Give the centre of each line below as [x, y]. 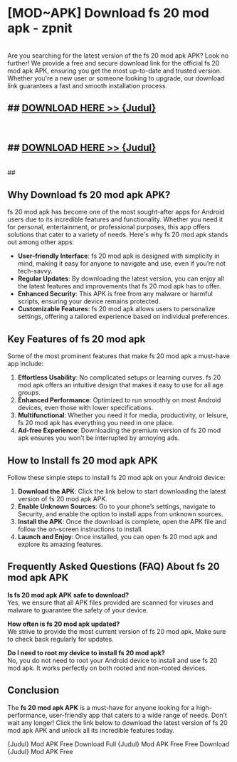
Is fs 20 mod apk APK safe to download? [68, 595]
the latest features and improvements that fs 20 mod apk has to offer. [119, 286]
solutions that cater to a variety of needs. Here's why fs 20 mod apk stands [118, 235]
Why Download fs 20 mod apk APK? [89, 195]
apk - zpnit [40, 28]
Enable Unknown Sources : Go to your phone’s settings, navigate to [116, 506]
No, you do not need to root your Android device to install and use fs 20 [112, 660]
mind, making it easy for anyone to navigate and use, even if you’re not [122, 263]
